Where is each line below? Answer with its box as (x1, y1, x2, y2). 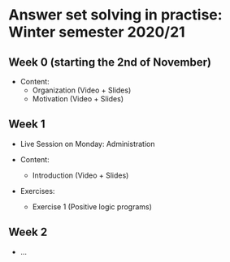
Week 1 (8, 118, 46, 131)
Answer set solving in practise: (8, 6, 223, 24)
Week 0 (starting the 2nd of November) (8, 55, 211, 69)
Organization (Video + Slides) (32, 85, 132, 95)
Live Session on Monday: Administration (20, 139, 155, 148)
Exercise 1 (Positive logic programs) (32, 201, 153, 212)
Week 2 (8, 225, 48, 239)
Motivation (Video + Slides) (32, 94, 124, 103)
